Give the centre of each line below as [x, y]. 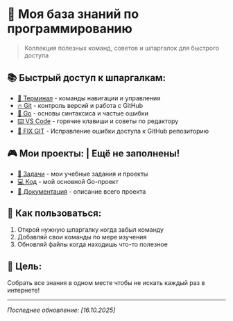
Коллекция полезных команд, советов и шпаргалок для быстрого [122, 48]
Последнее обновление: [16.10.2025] [61, 310]
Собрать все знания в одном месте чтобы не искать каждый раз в [106, 283]
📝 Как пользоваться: [54, 213]
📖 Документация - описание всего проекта [81, 191]
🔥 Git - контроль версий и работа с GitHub [80, 105]
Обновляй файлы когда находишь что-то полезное [92, 244]
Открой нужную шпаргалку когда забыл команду [90, 230]
